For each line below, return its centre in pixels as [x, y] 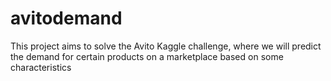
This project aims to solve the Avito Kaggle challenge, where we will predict [166, 46]
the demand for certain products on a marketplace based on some [147, 56]
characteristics [41, 67]
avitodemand [66, 18]
